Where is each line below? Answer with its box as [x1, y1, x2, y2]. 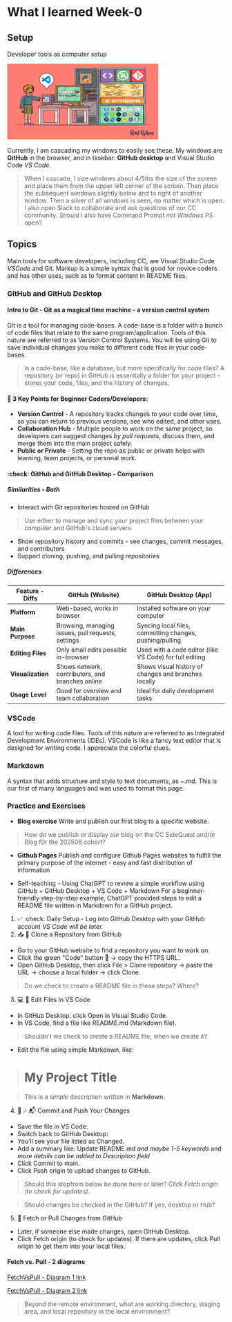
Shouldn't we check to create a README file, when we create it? [23, 1032, 207, 1040]
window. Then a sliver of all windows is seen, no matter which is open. [23, 196, 224, 205]
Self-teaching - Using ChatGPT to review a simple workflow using [17, 879, 205, 887]
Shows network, [56, 663, 102, 671]
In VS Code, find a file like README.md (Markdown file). [17, 1019, 177, 1027]
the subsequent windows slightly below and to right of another [23, 189, 202, 197]
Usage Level [10, 690, 47, 699]
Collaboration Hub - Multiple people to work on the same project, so [17, 424, 213, 433]
